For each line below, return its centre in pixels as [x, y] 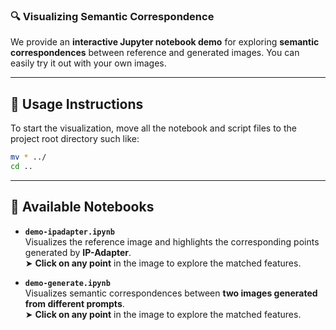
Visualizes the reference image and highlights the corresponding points [172, 241]
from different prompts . [74, 303]
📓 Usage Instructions [77, 104]
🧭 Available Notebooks [82, 207]
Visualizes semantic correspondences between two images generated [171, 293]
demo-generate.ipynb [67, 283]
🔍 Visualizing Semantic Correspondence [112, 16]
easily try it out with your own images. [88, 63]
